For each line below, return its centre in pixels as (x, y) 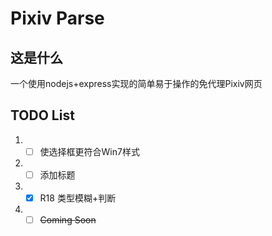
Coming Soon (68, 220)
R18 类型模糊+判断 (78, 198)
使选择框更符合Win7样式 (89, 151)
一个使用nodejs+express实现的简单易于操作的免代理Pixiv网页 (136, 83)
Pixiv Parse (57, 18)
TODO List (42, 115)
